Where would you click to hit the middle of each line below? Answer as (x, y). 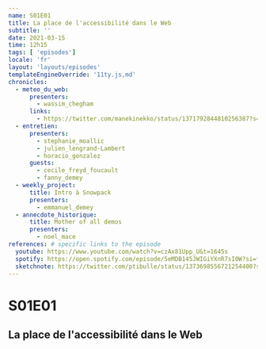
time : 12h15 (28, 45)
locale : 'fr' (30, 60)
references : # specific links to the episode (84, 244)
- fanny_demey (60, 178)
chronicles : (28, 82)
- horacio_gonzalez (69, 155)
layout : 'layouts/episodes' (55, 67)
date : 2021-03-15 (37, 38)
